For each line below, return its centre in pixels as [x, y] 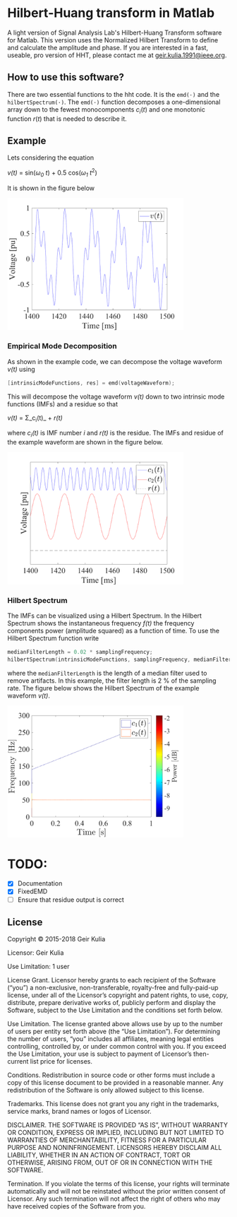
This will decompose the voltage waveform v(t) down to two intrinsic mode [116, 396]
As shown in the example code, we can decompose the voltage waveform [115, 361]
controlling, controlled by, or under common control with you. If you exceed [117, 1047]
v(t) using [21, 369]
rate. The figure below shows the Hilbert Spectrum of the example [103, 688]
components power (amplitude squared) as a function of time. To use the [114, 631]
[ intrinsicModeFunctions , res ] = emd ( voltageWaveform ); [91, 383]
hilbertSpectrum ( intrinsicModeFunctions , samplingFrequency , [99, 659]
